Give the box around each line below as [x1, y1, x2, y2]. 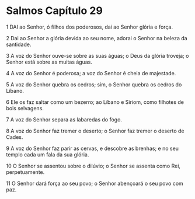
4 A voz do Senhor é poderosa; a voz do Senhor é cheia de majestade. [6, 69, 176, 76]
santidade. [6, 41, 32, 48]
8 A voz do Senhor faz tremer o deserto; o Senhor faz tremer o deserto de [6, 127, 185, 134]
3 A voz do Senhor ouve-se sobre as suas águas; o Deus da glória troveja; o [6, 52, 189, 59]
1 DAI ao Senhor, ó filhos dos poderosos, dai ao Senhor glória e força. [6, 23, 173, 30]
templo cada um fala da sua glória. [6, 151, 89, 158]
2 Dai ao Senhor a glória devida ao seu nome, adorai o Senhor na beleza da [6, 34, 188, 41]
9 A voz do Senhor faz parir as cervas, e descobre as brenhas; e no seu [6, 145, 179, 152]
